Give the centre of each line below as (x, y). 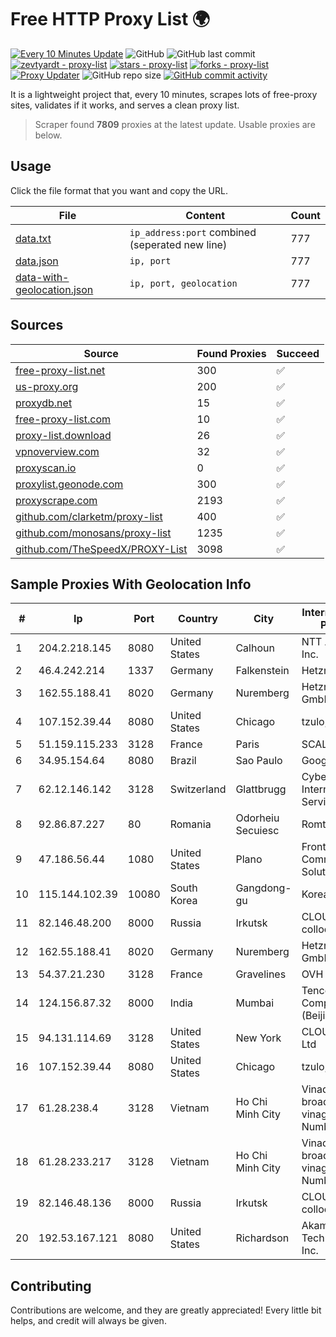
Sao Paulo (259, 761)
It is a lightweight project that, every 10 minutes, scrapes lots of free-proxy (164, 94)
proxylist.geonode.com (69, 484)
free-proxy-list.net (60, 370)
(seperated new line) (178, 244)
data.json (37, 261)
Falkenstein (262, 671)
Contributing (51, 1286)
